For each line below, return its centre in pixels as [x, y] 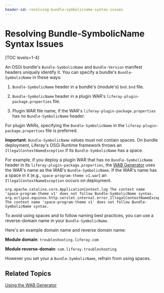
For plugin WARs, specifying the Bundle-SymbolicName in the [65, 125]
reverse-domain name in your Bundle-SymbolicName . [57, 220]
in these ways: [47, 77]
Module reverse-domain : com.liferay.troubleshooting [61, 249]
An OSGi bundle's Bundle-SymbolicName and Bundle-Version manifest [74, 67]
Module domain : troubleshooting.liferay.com [52, 239]
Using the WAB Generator [31, 285]
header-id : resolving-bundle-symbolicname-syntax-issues [64, 9]
